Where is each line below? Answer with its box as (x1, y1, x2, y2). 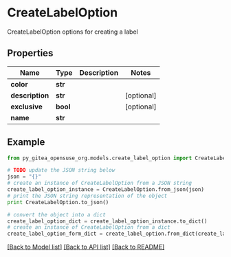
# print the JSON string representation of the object (7, 192, 168, 199)
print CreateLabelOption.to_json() (7, 199, 109, 205)
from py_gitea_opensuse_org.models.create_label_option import (7, 155, 192, 161)
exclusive (10, 102, 43, 111)
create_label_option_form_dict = (7, 230, 103, 238)
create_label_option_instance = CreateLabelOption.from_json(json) (7, 186, 205, 193)
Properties (7, 47, 54, 59)
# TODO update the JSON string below (7, 167, 115, 174)
